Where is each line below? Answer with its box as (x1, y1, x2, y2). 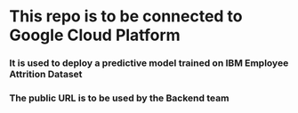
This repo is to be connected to (9, 6, 243, 27)
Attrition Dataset (9, 69, 83, 81)
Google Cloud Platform (9, 25, 181, 45)
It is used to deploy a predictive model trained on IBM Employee (9, 57, 289, 69)
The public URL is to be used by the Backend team (9, 92, 230, 104)
